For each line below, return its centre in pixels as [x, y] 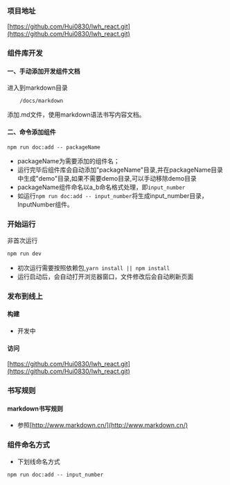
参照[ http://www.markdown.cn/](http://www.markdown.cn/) [103, 425]
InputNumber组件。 [45, 204]
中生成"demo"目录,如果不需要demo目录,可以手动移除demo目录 [107, 178]
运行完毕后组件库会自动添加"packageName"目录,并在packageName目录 [120, 170]
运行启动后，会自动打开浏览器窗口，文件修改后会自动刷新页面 [105, 277]
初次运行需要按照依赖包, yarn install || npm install [94, 268]
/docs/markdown [42, 101]
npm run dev [24, 254]
